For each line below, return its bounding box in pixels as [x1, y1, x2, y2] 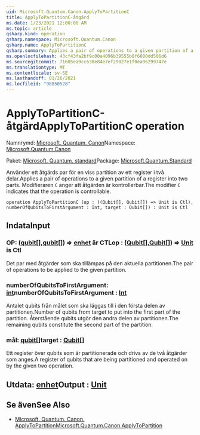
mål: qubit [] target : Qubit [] [6, 336, 85, 344]
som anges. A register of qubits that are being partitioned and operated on [6, 356, 188, 363]
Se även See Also [6, 400, 70, 410]
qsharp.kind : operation [6, 31, 66, 37]
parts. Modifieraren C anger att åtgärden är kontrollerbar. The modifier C [6, 181, 181, 188]
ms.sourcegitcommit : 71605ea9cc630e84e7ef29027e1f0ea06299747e [6, 59, 167, 65]
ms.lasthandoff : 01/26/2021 [6, 75, 76, 81]
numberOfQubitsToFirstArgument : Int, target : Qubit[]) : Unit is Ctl [6, 204, 188, 210]
